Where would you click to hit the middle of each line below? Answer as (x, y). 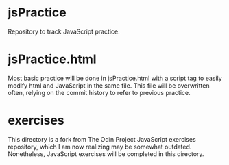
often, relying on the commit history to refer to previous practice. (99, 92)
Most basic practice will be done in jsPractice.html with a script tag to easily (115, 78)
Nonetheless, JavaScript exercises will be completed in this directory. (106, 154)
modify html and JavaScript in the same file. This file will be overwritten (109, 85)
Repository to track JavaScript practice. (64, 31)
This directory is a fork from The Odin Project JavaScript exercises (102, 139)
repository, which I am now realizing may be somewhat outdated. (100, 147)
